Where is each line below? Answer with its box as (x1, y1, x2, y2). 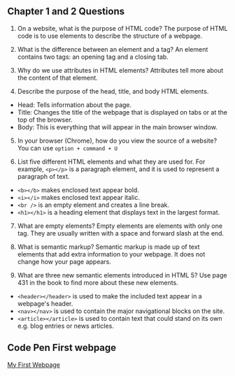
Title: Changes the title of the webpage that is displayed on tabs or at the (17, 108, 227, 116)
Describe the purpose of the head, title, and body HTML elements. (17, 87, 209, 95)
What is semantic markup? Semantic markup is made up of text (17, 243, 201, 251)
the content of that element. (17, 73, 98, 82)
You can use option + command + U (17, 143, 117, 152)
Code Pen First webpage (7, 342, 117, 354)
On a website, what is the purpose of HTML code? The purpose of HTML (17, 24, 228, 32)
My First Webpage (7, 360, 61, 369)
